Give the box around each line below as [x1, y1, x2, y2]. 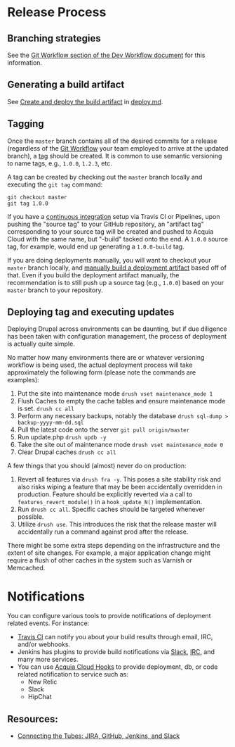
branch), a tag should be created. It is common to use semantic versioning [7, 151, 222, 160]
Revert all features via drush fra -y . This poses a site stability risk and [17, 475, 221, 484]
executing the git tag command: [7, 180, 103, 189]
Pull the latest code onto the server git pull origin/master [17, 425, 190, 434]
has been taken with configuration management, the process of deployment [7, 332, 227, 341]
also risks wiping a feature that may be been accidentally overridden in [17, 483, 222, 491]
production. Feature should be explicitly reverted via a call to [17, 490, 193, 498]
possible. [17, 513, 44, 521]
